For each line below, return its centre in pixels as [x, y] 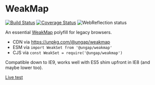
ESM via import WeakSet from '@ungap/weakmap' [62, 47]
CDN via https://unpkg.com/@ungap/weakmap [61, 42]
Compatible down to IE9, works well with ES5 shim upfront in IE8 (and [78, 62]
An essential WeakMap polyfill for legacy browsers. [59, 32]
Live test [14, 77]
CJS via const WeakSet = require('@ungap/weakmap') [67, 52]
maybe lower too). [24, 67]
